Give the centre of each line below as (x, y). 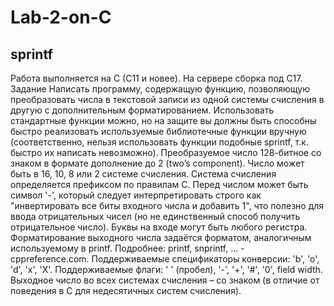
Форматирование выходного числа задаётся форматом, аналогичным (161, 237)
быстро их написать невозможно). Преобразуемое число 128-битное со (166, 152)
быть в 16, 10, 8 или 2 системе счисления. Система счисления (143, 174)
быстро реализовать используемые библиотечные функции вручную (158, 131)
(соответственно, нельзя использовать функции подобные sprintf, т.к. (159, 142)
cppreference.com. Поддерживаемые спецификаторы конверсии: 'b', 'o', (165, 259)
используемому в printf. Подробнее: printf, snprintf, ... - (127, 248)
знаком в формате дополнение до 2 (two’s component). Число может (157, 163)
